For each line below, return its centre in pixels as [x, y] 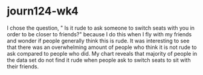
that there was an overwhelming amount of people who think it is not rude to [102, 47]
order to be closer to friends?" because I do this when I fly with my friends [99, 34]
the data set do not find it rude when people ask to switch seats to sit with [99, 60]
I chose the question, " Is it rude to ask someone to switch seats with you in [101, 28]
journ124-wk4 [43, 11]
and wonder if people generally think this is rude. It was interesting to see [98, 41]
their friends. [23, 66]
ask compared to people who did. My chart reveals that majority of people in [102, 53]
